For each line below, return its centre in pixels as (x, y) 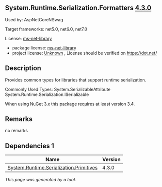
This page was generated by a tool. (40, 180)
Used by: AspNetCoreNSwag (34, 19)
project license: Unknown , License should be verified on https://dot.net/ (84, 53)
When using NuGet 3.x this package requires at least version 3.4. (70, 104)
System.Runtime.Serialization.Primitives (53, 168)
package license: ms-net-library (44, 47)
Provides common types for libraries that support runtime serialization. (76, 80)
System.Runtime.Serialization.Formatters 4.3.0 (78, 8)
